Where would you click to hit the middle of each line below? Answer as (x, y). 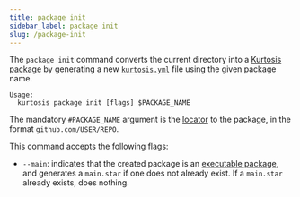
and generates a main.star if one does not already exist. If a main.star (152, 173)
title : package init (48, 17)
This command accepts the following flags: (89, 146)
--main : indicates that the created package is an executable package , (150, 164)
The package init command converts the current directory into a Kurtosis (146, 60)
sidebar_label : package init (64, 26)
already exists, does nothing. (76, 183)
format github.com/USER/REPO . (64, 129)
